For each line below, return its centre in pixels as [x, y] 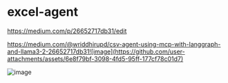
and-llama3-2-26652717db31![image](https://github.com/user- [96, 51]
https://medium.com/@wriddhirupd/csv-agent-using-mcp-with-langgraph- [114, 44]
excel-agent [42, 12]
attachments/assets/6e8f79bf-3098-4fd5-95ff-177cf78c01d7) [95, 58]
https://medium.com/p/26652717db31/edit [67, 31]
